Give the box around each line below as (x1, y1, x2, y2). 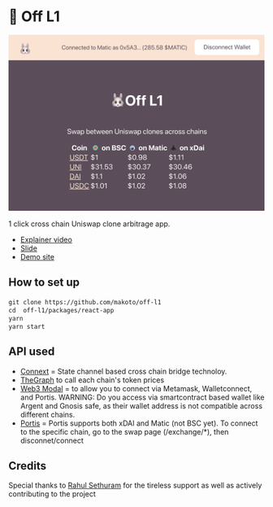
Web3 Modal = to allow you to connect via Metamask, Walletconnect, (19, 383, 253, 393)
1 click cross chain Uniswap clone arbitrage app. (8, 219, 171, 229)
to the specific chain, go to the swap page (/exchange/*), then (19, 426, 229, 436)
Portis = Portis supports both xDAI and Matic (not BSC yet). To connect (19, 418, 258, 428)
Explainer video (19, 234, 73, 244)
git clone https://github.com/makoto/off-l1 (8, 298, 162, 306)
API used (8, 345, 55, 359)
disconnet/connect (19, 435, 84, 445)
